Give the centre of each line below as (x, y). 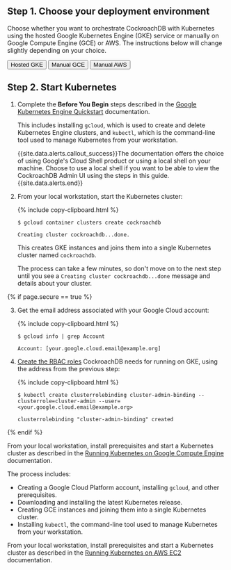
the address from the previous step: (69, 368)
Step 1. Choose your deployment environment (109, 11)
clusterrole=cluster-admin (56, 401)
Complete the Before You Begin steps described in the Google (107, 104)
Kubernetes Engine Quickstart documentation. (83, 111)
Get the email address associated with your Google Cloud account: (113, 310)
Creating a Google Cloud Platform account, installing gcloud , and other (118, 487)
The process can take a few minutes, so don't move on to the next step (119, 268)
